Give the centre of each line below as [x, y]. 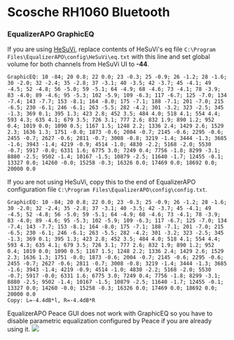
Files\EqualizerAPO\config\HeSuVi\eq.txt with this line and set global [109, 57]
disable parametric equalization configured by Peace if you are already [110, 321]
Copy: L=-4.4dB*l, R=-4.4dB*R [51, 301]
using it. [19, 329]
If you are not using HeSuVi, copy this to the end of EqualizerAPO [102, 182]
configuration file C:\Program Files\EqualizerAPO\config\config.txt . [108, 189]
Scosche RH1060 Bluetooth [89, 12]
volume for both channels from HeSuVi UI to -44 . [78, 64]
